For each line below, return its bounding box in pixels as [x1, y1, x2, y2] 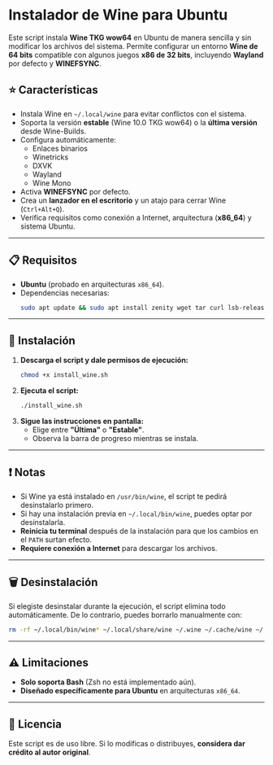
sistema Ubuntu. [19, 221, 76, 231]
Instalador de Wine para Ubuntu [8, 6, 228, 24]
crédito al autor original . [8, 747, 91, 758]
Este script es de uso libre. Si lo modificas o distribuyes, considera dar [8, 739, 245, 749]
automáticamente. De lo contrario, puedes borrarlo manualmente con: [8, 610, 242, 619]
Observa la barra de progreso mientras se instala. [32, 434, 199, 443]
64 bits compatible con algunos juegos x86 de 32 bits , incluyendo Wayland [8, 50, 264, 59]
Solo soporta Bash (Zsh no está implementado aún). [19, 677, 197, 687]
